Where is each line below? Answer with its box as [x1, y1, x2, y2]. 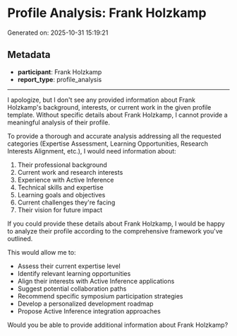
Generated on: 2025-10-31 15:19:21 [7, 28, 109, 37]
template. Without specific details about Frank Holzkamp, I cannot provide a [7, 110, 228, 119]
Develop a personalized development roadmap [17, 299, 154, 308]
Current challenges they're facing [17, 198, 116, 207]
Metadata [7, 49, 51, 61]
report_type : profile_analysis [17, 75, 102, 83]
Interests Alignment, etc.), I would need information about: [7, 146, 176, 155]
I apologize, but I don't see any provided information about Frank [7, 95, 196, 104]
